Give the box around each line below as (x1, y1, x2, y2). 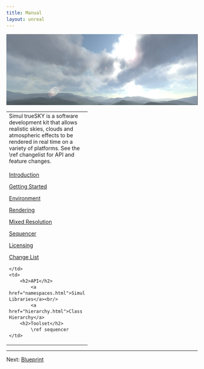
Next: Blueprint (6, 356, 44, 364)
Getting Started (8, 183, 47, 190)
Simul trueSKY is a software (8, 112, 78, 120)
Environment (8, 194, 41, 201)
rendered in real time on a (8, 138, 73, 145)
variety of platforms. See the (8, 144, 80, 152)
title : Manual (6, 10, 42, 16)
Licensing (8, 242, 33, 249)
